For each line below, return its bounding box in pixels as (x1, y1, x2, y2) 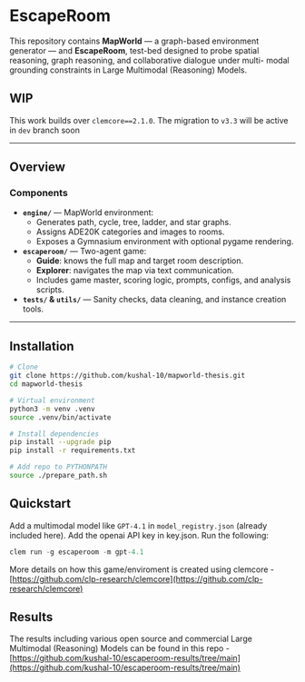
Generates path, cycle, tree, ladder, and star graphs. (35, 217, 231, 228)
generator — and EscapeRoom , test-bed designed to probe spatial (9, 44, 260, 55)
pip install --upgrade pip (9, 438, 112, 447)
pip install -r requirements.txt (9, 446, 136, 455)
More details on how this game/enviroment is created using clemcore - (9, 564, 275, 575)
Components (9, 187, 68, 200)
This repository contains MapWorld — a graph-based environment (9, 35, 260, 46)
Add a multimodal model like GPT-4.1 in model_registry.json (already (9, 519, 268, 531)
